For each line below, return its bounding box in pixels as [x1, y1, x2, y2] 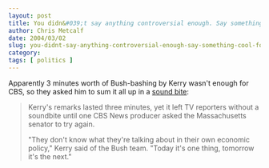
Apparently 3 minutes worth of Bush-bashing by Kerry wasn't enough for [8, 78, 250, 88]
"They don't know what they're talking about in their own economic [27, 134, 251, 144]
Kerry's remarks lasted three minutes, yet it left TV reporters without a [27, 102, 259, 112]
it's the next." [27, 151, 72, 161]
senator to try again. [27, 119, 95, 129]
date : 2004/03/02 [8, 34, 66, 42]
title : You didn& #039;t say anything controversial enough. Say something [8, 19, 263, 27]
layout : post [8, 11, 52, 20]
